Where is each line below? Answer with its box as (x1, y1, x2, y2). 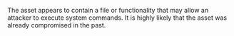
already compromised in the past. (7, 21, 106, 29)
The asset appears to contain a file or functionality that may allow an (7, 6, 209, 14)
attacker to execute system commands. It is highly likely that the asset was (7, 13, 227, 22)
